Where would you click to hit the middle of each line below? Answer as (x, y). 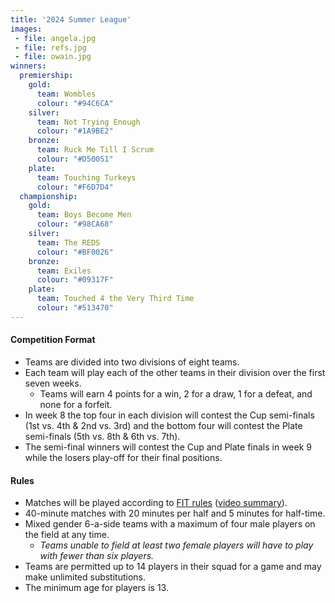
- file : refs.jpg (50, 47)
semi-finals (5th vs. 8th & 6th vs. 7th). (102, 436)
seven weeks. (53, 383)
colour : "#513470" (75, 308)
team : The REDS (68, 242)
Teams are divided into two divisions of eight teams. (132, 362)
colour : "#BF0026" (75, 252)
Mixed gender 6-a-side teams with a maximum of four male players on (170, 524)
